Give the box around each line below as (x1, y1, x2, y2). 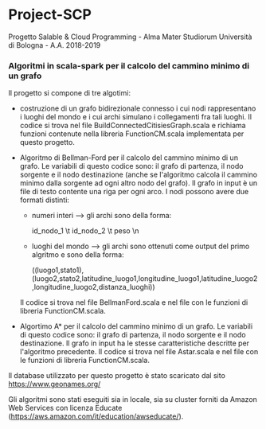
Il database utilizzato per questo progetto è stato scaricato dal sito (8, 371, 225, 380)
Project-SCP (8, 6, 92, 24)
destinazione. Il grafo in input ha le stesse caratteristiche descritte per (19, 338, 249, 348)
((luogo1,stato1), (31, 265, 84, 275)
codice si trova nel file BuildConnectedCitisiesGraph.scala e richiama (19, 121, 246, 131)
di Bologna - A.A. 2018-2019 (8, 40, 101, 49)
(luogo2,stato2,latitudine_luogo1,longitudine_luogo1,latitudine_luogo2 (31, 274, 258, 283)
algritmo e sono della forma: (31, 250, 125, 259)
